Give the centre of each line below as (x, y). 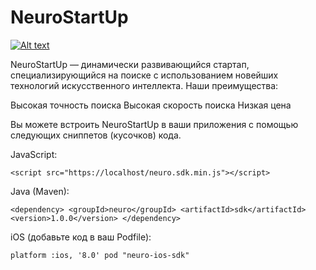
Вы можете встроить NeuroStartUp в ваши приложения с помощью (154, 124)
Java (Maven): (40, 191)
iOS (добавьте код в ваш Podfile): (81, 237)
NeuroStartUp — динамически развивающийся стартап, (130, 64)
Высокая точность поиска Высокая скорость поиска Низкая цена (151, 105)
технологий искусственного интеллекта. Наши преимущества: (144, 85)
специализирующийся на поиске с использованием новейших (144, 75)
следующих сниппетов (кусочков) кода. (96, 135)
